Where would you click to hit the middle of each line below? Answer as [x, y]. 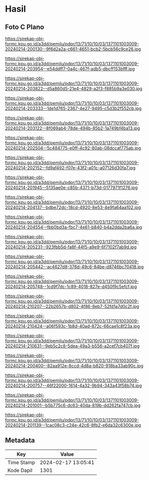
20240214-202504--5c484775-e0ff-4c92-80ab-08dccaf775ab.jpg [73, 148]
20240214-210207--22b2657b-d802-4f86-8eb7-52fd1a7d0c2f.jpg [72, 306]
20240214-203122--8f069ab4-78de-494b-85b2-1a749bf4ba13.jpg [73, 128]
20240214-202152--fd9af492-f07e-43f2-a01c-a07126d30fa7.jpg [70, 168]
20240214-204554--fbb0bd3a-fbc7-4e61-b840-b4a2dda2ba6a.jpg [74, 227]
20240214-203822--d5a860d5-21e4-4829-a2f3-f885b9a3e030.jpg [74, 88]
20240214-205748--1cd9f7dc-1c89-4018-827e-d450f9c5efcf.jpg [71, 287]
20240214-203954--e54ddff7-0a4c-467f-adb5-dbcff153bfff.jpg [70, 69]
